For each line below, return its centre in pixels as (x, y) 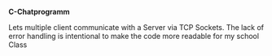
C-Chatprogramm (39, 12)
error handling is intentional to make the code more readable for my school (134, 36)
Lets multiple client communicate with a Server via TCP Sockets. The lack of (136, 27)
